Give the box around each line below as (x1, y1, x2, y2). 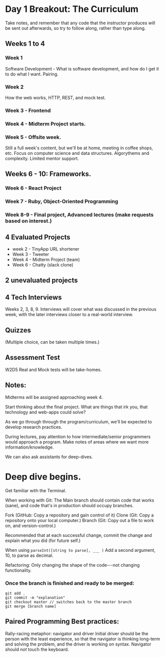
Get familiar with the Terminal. (5, 487, 66, 493)
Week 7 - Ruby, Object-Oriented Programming (5, 198, 118, 205)
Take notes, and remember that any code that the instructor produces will (5, 20, 155, 26)
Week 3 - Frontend (5, 107, 51, 114)
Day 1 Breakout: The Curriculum (5, 3, 139, 15)
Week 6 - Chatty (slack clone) (12, 262, 73, 268)
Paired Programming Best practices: (5, 617, 119, 626)
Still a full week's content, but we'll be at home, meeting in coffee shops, (5, 145, 154, 151)
